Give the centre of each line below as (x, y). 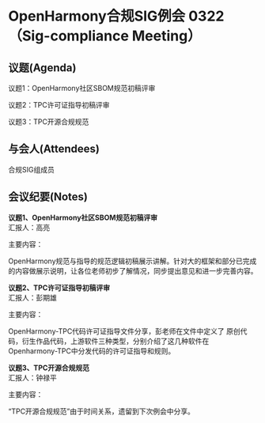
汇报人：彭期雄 (32, 297)
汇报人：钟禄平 (32, 377)
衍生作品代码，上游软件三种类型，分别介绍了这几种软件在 (115, 341)
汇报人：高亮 (29, 227)
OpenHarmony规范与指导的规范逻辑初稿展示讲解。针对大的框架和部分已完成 (132, 261)
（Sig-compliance (68, 36)
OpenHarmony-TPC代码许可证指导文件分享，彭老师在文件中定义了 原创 (125, 331)
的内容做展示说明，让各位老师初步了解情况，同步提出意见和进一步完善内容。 (133, 270)
